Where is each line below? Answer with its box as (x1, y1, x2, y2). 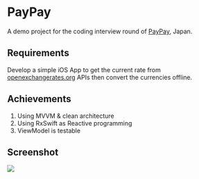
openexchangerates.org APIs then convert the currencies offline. (7, 73, 193, 81)
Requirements (7, 47, 69, 59)
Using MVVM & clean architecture (17, 112, 114, 120)
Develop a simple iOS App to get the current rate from (7, 65, 162, 74)
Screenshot (7, 146, 59, 158)
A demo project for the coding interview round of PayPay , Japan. (7, 27, 193, 35)
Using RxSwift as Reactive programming (17, 119, 132, 127)
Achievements (7, 93, 71, 105)
